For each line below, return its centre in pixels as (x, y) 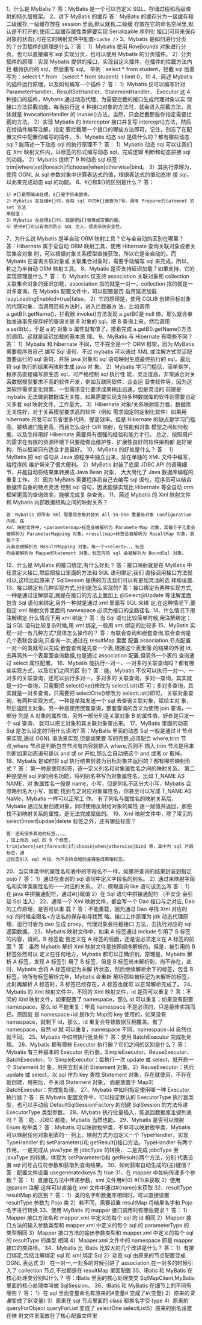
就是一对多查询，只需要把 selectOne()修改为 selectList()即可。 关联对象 (100, 693)
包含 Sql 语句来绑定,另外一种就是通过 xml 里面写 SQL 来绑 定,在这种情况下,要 (101, 603)
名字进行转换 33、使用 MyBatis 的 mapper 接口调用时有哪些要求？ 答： (94, 1210)
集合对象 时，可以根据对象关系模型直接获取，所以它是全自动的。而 (93, 254)
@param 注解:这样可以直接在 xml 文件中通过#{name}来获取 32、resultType (99, 1188)
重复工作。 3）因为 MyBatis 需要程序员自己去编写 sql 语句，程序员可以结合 (99, 480)
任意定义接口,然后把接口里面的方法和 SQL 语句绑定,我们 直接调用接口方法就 (99, 572)
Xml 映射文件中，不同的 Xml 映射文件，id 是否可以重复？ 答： (110, 992)
